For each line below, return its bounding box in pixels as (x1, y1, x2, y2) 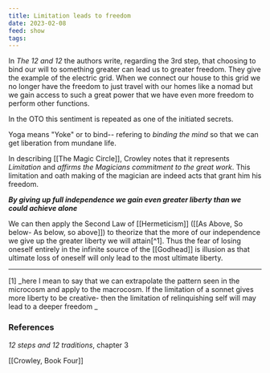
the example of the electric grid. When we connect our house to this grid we (8, 73, 261, 83)
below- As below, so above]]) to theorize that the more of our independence (8, 228, 261, 237)
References (8, 322, 55, 333)
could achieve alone (8, 204, 78, 213)
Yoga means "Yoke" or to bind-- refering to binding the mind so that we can (8, 130, 259, 140)
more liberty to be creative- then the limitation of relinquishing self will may (8, 294, 257, 303)
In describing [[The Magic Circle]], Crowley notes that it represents (8, 154, 231, 164)
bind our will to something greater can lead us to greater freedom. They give (8, 65, 261, 75)
